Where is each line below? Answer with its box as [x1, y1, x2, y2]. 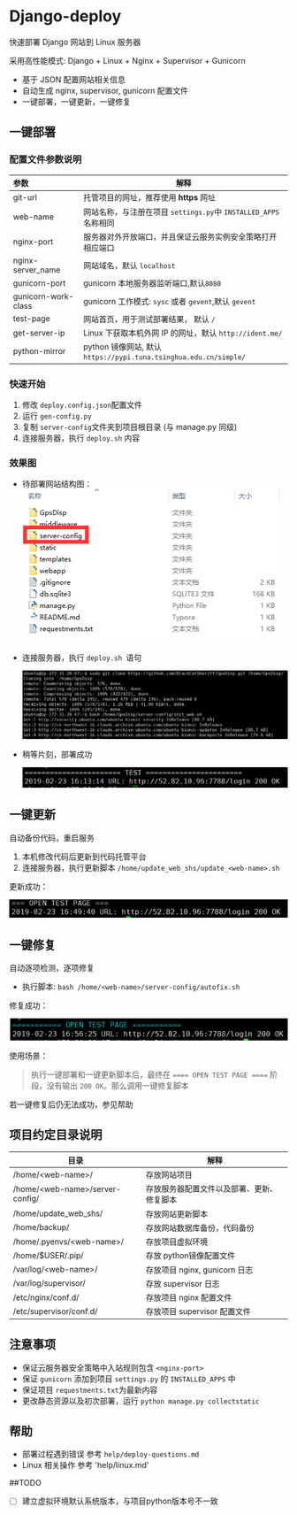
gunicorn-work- [12, 290, 74, 302]
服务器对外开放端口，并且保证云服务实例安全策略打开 [83, 231, 278, 242]
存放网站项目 [145, 1170, 193, 1180]
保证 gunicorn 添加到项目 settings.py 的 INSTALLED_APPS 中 [21, 1373, 236, 1384]
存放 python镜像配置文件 [145, 1250, 236, 1261]
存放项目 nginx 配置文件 [145, 1292, 232, 1303]
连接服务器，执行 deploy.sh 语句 [21, 652, 142, 663]
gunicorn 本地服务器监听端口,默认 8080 [83, 278, 222, 288]
